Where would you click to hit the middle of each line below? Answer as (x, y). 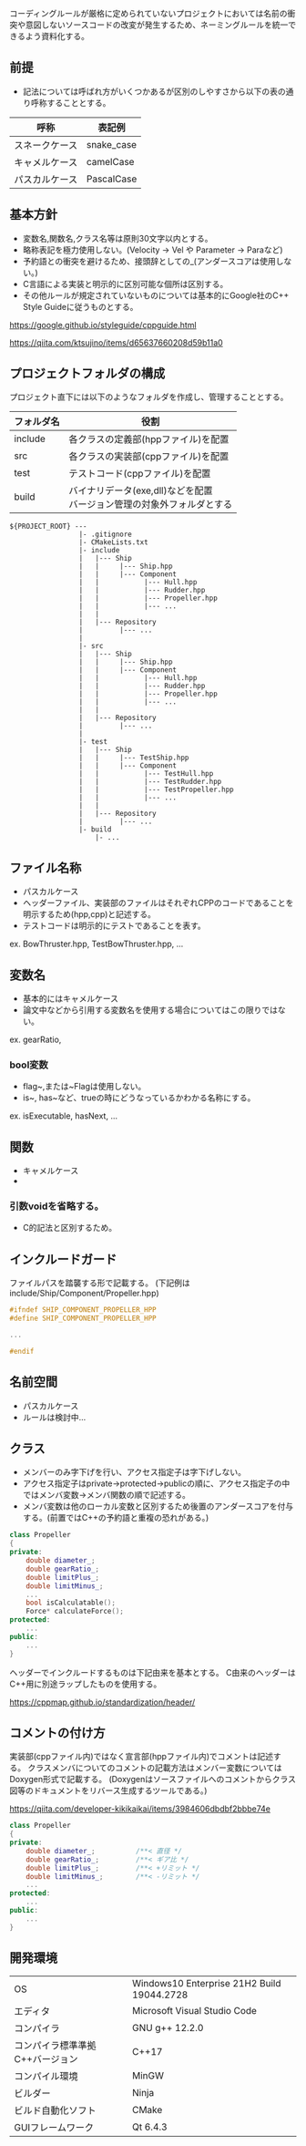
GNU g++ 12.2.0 (168, 2027)
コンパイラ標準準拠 (56, 2045)
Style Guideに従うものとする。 (80, 306)
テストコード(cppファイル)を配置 (140, 474)
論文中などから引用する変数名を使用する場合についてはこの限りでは (150, 1010)
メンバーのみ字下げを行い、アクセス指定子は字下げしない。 (134, 1472)
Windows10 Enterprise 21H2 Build (206, 1983)
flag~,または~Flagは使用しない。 (84, 1087)
